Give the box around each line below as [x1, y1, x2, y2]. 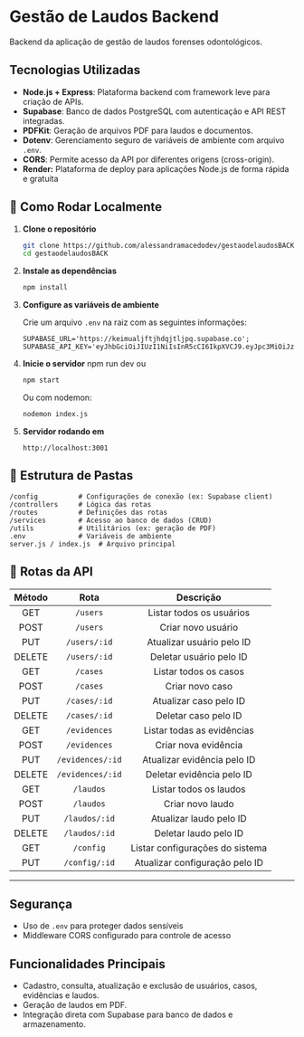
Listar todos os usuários [147, 606, 251, 619]
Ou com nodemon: [22, 392, 92, 404]
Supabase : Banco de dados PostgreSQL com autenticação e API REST [22, 106, 287, 117]
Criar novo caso [165, 680, 233, 692]
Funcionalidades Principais [9, 956, 166, 972]
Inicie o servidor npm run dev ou [22, 358, 147, 369]
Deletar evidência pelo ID [145, 767, 252, 780]
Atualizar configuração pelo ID [134, 856, 264, 869]
